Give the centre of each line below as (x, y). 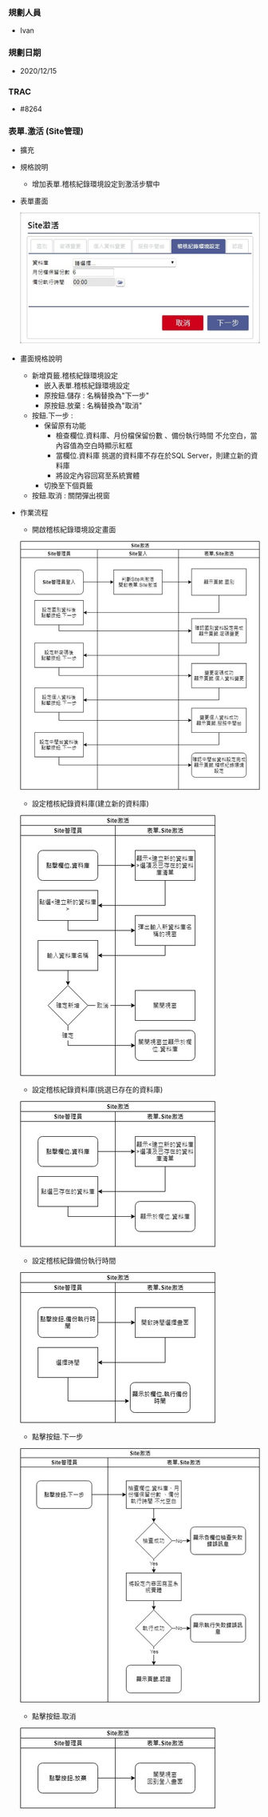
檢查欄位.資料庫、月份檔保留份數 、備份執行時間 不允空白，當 (156, 436)
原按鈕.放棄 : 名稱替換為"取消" (93, 406)
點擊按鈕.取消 (54, 1716)
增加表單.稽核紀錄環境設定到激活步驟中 (96, 184)
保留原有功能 (65, 426)
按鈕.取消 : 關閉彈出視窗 (71, 496)
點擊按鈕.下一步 (57, 1436)
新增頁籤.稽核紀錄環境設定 (75, 376)
